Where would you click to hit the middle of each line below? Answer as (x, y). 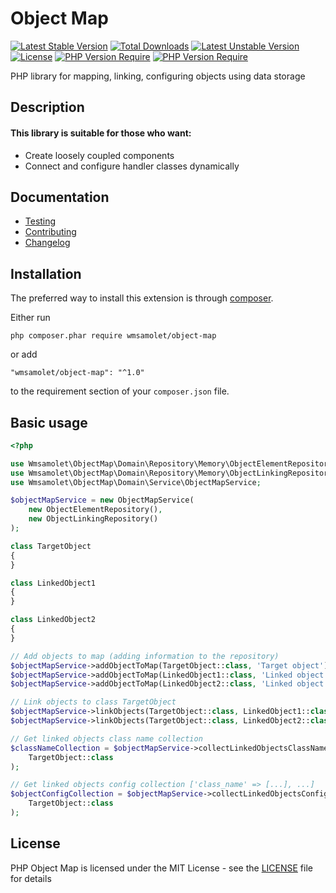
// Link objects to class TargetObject (93, 702)
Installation (46, 273)
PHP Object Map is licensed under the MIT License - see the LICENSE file (161, 868)
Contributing (50, 232)
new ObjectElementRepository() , (95, 510)
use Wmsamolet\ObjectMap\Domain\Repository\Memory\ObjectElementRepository (171, 463)
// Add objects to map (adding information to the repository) (145, 656)
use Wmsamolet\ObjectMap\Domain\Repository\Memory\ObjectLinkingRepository (171, 473)
